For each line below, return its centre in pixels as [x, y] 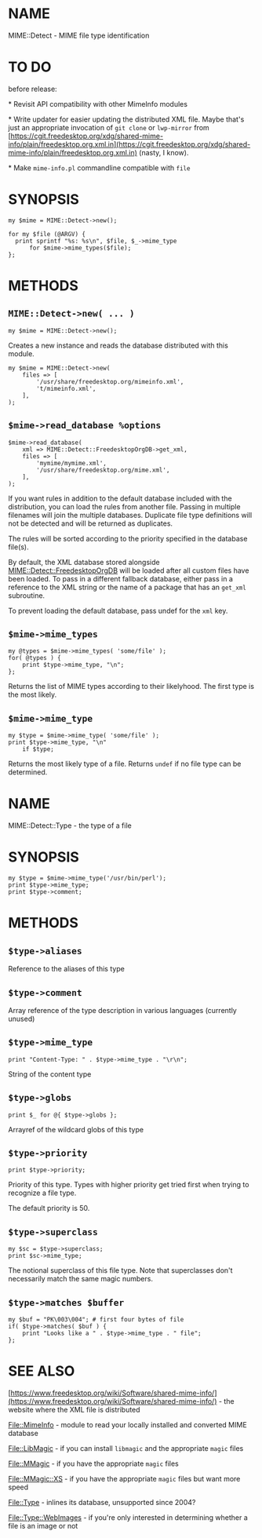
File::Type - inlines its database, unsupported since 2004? [102, 1502]
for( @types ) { [35, 658]
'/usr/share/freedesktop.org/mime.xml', [103, 470]
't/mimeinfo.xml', [66, 388]
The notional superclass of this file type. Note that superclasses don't [120, 1270]
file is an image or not [43, 1525]
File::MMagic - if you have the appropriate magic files [93, 1463]
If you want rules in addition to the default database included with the [120, 498]
